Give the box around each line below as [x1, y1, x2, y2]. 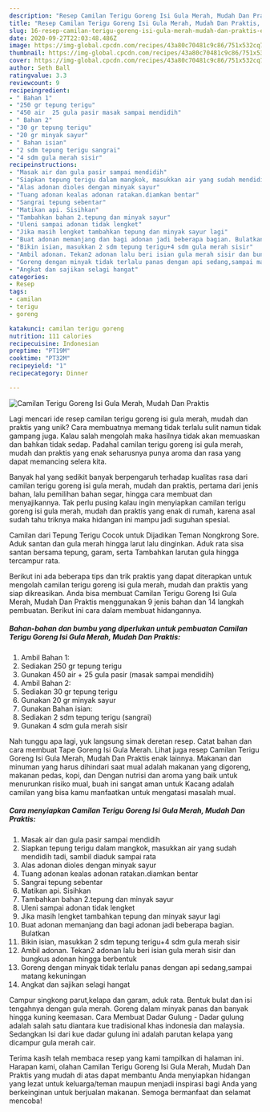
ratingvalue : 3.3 [9, 71, 67, 79]
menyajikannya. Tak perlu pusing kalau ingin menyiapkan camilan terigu [9, 497, 247, 507]
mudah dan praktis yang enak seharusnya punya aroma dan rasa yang [9, 448, 241, 457]
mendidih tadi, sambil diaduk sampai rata [20, 851, 157, 861]
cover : [9, 57, 31, 65]
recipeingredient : [9, 86, 71, 95]
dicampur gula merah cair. [9, 1037, 95, 1047]
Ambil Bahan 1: [20, 652, 71, 662]
